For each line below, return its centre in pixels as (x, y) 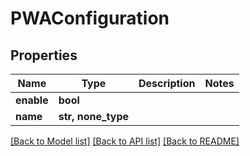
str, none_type (94, 116)
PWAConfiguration (90, 18)
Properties (44, 55)
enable (32, 100)
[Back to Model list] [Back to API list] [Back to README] (125, 141)
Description (167, 83)
